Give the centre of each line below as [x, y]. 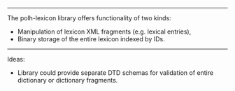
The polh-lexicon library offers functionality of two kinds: [89, 18]
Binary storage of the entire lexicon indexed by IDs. [91, 39]
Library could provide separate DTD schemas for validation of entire [115, 73]
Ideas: [16, 59]
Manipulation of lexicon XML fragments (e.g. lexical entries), [104, 31]
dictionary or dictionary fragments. [67, 80]
